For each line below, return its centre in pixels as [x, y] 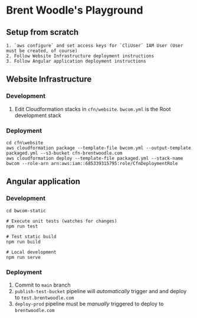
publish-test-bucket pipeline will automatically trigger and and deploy [101, 291]
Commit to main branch [42, 285]
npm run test [22, 226]
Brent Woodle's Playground [75, 10]
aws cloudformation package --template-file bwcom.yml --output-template [99, 148]
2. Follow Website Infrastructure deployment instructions [80, 56]
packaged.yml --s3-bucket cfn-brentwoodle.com [64, 153]
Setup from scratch [42, 32]
